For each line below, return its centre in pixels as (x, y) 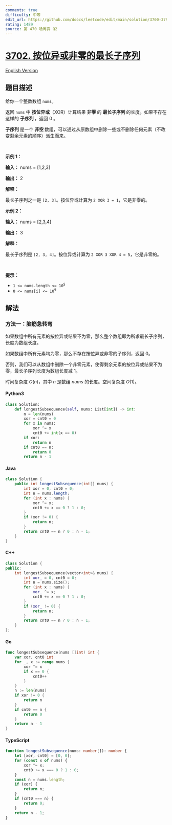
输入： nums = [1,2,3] (28, 167)
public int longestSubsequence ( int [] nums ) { (64, 484)
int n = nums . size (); (47, 582)
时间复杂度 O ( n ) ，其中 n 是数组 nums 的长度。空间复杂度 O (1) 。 (72, 381)
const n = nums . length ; (40, 779)
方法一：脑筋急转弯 (29, 324)
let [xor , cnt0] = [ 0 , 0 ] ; (43, 756)
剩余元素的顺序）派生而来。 (39, 136)
